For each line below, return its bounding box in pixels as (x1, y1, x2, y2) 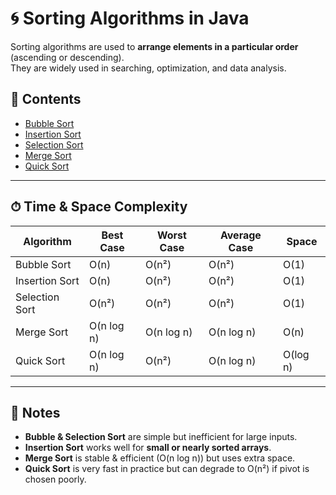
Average (219, 228, 262, 242)
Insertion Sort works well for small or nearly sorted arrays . (24, 442, 272, 454)
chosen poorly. (24, 473, 87, 486)
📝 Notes (10, 404, 61, 421)
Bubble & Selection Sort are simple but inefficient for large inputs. (24, 431, 298, 443)
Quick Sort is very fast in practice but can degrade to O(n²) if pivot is (24, 463, 310, 475)
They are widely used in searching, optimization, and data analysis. (10, 62, 287, 74)
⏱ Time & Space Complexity (10, 198, 188, 216)
